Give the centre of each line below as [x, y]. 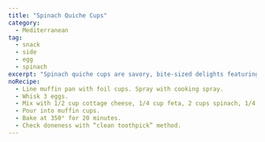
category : [24, 23]
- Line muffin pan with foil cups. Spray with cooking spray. [119, 89]
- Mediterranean [42, 30]
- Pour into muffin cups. [58, 111]
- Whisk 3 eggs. [42, 96]
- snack [28, 45]
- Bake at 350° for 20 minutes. [69, 118]
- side [26, 52]
